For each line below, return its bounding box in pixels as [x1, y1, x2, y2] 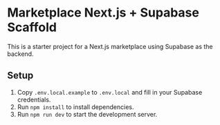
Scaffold [7, 19, 57, 35]
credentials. [17, 95, 51, 104]
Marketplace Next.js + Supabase [7, 5, 199, 21]
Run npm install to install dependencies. [17, 102, 134, 111]
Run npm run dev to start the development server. [17, 110, 158, 118]
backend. [7, 50, 34, 58]
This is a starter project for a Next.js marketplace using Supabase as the [7, 42, 213, 50]
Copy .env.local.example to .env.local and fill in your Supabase [17, 88, 203, 96]
